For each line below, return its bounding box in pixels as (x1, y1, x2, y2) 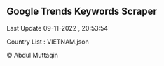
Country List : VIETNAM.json (6, 38, 89, 46)
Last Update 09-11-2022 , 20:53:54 (6, 24, 109, 32)
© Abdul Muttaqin (6, 51, 59, 59)
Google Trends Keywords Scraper (6, 6, 157, 17)
